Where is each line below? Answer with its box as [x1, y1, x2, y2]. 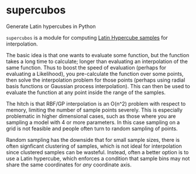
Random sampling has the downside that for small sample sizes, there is [6, 136, 180, 143]
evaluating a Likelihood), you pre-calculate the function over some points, [6, 70, 184, 77]
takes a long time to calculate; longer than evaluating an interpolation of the [6, 58, 188, 65]
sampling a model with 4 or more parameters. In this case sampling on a [6, 119, 180, 126]
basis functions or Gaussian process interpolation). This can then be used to [6, 82, 190, 89]
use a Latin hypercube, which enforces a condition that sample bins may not [6, 155, 190, 162]
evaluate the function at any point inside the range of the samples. [6, 89, 166, 96]
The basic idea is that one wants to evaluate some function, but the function [6, 51, 190, 58]
